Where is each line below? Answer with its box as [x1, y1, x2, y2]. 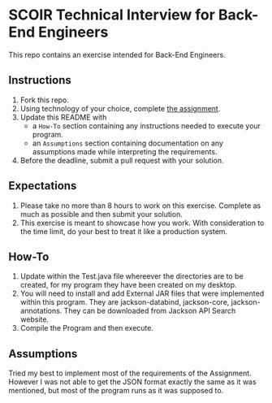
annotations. [19, 306, 63, 316]
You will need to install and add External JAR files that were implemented [19, 288, 265, 298]
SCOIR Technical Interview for [8, 6, 215, 24]
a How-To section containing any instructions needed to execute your [32, 120, 261, 131]
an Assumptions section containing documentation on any [32, 138, 223, 148]
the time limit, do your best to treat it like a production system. [19, 226, 228, 236]
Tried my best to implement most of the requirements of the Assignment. [8, 368, 252, 379]
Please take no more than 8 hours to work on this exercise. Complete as [19, 201, 261, 210]
